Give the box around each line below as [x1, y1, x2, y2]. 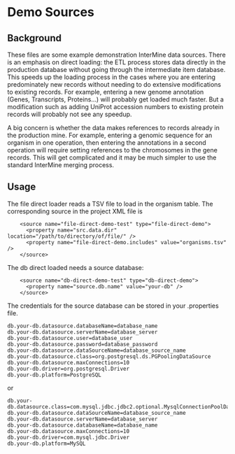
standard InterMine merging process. [7, 161, 114, 169]
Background [7, 32, 62, 44]
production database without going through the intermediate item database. [7, 66, 226, 73]
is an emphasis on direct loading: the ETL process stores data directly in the [7, 58, 226, 66]
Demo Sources [7, 4, 94, 20]
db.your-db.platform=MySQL [7, 440, 86, 447]
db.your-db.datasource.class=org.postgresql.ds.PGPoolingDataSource [7, 353, 211, 360]
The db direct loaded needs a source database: [7, 263, 144, 271]
